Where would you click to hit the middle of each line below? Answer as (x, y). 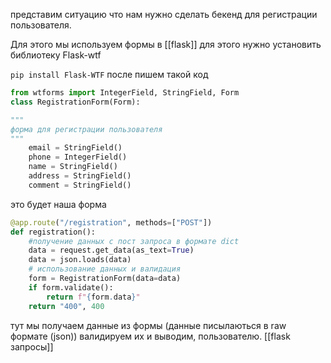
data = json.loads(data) (80, 260)
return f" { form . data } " (93, 297)
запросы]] (32, 346)
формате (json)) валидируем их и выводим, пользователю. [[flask (150, 336)
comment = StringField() (80, 185)
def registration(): (53, 232)
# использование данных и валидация (105, 269)
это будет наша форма (58, 204)
